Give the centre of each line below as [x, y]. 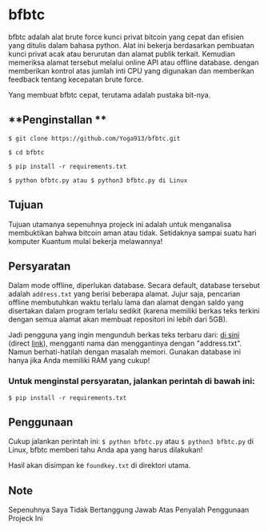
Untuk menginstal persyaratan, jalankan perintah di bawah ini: [132, 381]
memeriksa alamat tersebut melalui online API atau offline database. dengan [134, 62]
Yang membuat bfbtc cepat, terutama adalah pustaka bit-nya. [110, 94]
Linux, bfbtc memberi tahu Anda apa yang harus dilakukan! [106, 450]
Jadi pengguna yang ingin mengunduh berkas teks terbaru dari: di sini [124, 335]
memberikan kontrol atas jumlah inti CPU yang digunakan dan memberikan [131, 70]
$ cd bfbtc [26, 152]
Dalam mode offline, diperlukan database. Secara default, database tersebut [134, 285]
